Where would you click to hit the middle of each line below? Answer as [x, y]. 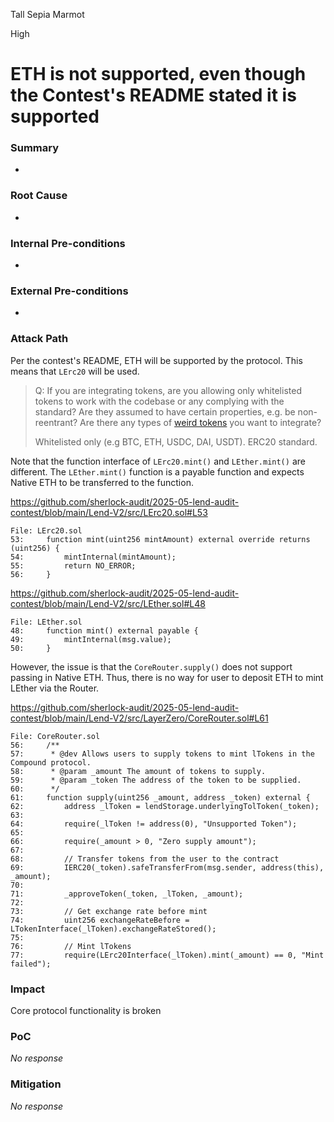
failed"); [31, 964]
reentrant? [56, 422]
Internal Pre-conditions [68, 243]
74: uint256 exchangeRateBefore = [100, 920]
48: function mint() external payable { [104, 630]
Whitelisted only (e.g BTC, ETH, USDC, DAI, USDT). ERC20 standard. [176, 441]
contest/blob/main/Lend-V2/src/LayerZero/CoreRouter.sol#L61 [139, 718]
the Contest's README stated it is [153, 95]
